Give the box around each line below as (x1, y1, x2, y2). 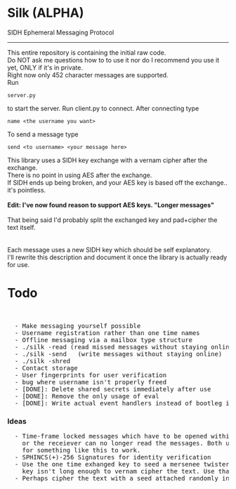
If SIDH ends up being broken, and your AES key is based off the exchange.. (7, 178, 228, 187)
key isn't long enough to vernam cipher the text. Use (22, 467, 216, 476)
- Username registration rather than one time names (14, 329, 200, 337)
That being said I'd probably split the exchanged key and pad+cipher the (7, 216, 218, 224)
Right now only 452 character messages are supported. (7, 70, 169, 79)
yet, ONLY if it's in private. (7, 63, 83, 72)
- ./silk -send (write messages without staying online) (14, 350, 223, 358)
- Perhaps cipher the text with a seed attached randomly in (14, 474, 230, 483)
